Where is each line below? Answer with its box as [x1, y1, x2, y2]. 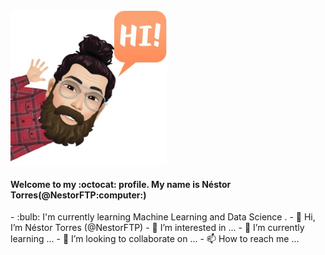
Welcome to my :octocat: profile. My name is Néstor [10, 178, 232, 190]
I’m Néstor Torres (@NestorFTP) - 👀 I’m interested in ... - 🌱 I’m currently [10, 222, 305, 234]
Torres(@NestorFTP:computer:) [10, 189, 147, 201]
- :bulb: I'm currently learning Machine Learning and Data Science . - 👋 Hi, [10, 211, 316, 223]
